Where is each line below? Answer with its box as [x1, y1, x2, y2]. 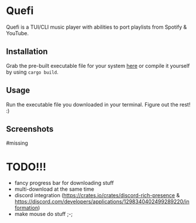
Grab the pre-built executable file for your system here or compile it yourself [6, 62, 190, 69]
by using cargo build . [6, 68, 59, 76]
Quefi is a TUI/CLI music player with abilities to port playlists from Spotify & [6, 23, 187, 30]
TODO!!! [6, 160, 47, 173]
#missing [6, 139, 28, 147]
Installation [6, 47, 48, 57]
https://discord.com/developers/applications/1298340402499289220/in [14, 198, 190, 205]
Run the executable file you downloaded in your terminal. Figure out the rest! [6, 101, 191, 108]
